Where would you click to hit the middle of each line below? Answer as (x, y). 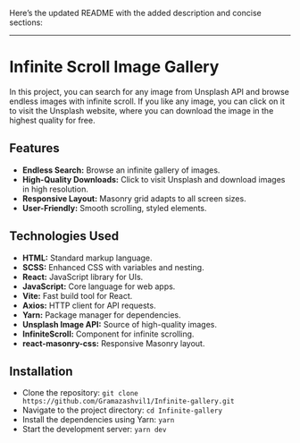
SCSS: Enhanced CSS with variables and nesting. (113, 267)
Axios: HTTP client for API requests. (89, 305)
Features (34, 148)
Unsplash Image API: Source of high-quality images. (119, 324)
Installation (41, 371)
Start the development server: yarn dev (94, 430)
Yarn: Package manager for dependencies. (101, 315)
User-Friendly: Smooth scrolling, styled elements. (114, 208)
